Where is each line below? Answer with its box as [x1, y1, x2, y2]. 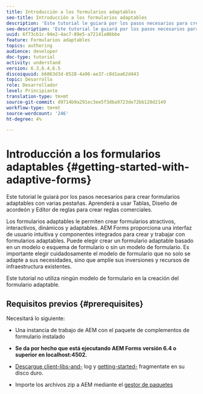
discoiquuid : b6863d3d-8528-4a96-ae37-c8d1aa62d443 [6, 71, 139, 77]
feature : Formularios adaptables [6, 37, 91, 43]
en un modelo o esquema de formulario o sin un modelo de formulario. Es [6, 244, 190, 251]
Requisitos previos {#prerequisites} [6, 298, 144, 309]
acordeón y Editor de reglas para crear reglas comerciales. [6, 206, 153, 213]
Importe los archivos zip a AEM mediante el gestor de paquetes [14, 381, 173, 388]
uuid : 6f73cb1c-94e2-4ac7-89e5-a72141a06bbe [6, 32, 120, 38]
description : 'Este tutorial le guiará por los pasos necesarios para [6, 20, 188, 26]
